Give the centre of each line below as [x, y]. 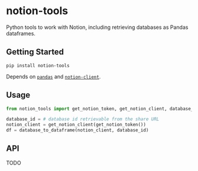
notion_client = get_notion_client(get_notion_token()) [76, 125]
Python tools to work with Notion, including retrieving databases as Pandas [97, 27]
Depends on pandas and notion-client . [54, 76]
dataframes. [21, 33]
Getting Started [35, 52]
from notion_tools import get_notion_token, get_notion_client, [87, 108]
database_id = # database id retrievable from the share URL [83, 119]
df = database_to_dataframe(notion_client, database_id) [77, 130]
